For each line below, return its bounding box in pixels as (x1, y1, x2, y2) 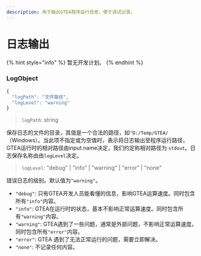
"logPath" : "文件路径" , (12, 94, 69, 100)
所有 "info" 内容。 (15, 197, 59, 205)
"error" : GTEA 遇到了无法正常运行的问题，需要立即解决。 (15, 236, 161, 243)
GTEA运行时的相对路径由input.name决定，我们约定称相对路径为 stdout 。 (6, 145, 191, 152)
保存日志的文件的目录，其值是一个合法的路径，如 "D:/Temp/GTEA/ (6, 129, 169, 137)
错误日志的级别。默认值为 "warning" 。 (6, 177, 101, 184)
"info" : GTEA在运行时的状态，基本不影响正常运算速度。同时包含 (15, 205, 178, 213)
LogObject (6, 74, 39, 83)
